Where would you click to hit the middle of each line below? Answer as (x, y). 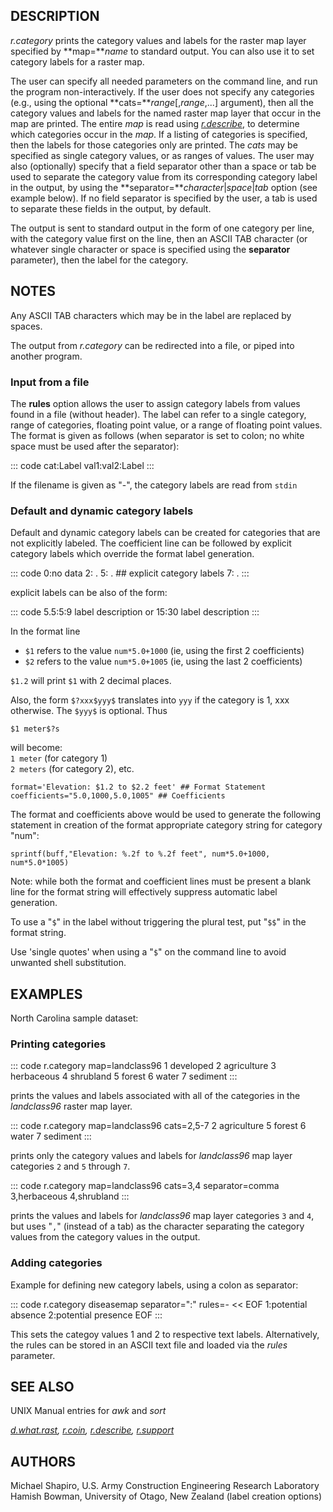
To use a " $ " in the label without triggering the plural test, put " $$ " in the (158, 922)
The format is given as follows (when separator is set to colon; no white (157, 435)
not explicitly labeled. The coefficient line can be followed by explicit (151, 543)
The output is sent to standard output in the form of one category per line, (162, 228)
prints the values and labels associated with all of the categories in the (155, 1096)
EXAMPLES (46, 994)
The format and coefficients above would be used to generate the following (166, 815)
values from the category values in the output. (105, 1237)
